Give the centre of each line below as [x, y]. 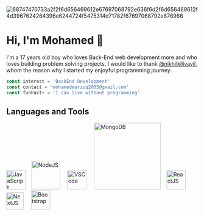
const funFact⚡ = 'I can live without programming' [73, 92]
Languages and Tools [48, 112]
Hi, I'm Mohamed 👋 [55, 40]
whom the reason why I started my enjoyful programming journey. [89, 70]
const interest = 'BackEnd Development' [58, 81]
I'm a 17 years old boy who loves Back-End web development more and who [102, 57]
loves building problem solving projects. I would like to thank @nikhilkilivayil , [102, 63]
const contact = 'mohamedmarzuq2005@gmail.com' [68, 87]
